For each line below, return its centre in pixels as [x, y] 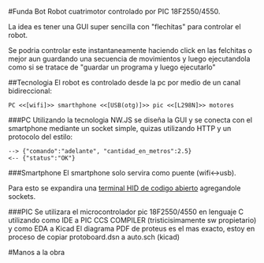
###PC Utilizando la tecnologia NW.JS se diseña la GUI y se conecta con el [130, 120]
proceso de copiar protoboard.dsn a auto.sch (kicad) [94, 237]
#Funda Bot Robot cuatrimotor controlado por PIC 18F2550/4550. [114, 11]
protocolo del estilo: [41, 137]
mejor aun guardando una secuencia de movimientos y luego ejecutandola [129, 59]
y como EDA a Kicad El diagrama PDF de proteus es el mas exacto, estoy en [132, 229]
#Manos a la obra [37, 252]
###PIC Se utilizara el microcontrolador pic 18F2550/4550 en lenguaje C [126, 212]
